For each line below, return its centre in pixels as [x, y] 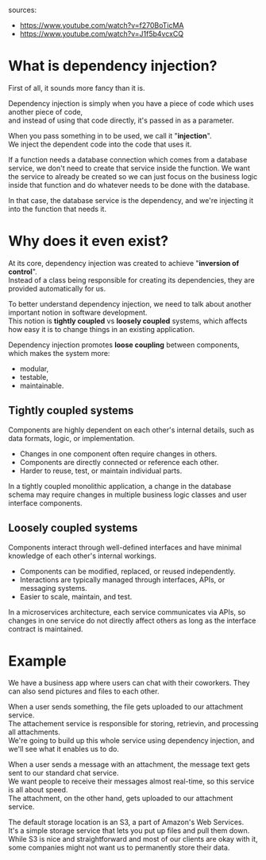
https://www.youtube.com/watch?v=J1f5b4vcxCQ [102, 34]
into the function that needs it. [58, 209]
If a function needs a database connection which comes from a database [128, 159]
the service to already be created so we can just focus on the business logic [133, 176]
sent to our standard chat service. [64, 773]
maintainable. [42, 385]
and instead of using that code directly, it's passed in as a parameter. [121, 120]
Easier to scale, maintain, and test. [76, 596]
